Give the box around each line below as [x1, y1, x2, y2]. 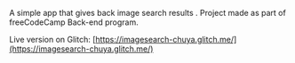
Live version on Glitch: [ [9, 35, 96, 44]
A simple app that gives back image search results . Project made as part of [9, 8, 286, 18]
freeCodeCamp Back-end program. [9, 17, 140, 28]
